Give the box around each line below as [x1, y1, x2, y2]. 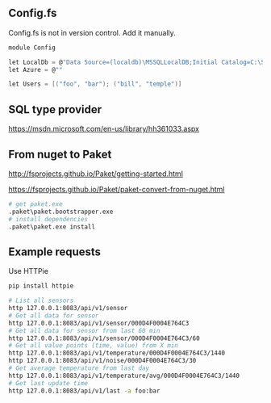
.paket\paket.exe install [8, 222, 95, 231]
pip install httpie [8, 282, 74, 290]
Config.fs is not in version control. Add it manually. [8, 27, 176, 37]
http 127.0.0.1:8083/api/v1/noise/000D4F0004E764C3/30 [8, 357, 197, 365]
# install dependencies [8, 215, 89, 223]
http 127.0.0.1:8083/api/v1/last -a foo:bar [8, 387, 161, 395]
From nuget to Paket [8, 147, 112, 161]
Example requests [8, 245, 102, 258]
